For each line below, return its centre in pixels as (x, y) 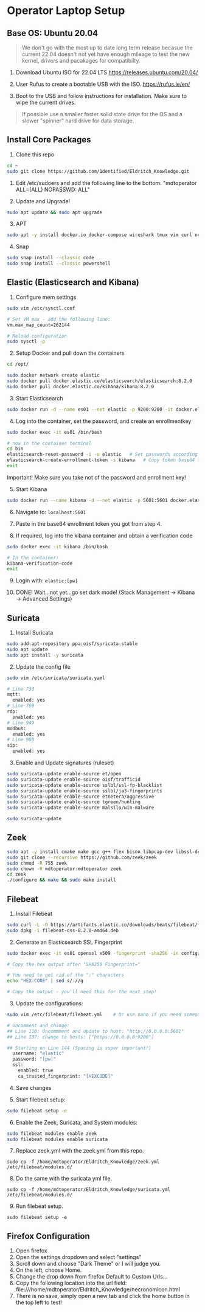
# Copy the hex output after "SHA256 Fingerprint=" (74, 964)
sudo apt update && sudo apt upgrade (55, 212)
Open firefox (31, 1251)
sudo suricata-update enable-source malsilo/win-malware (81, 808)
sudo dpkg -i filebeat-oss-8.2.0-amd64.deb (63, 930)
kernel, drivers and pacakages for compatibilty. (81, 61)
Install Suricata (34, 633)
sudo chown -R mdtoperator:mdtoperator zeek (64, 869)
